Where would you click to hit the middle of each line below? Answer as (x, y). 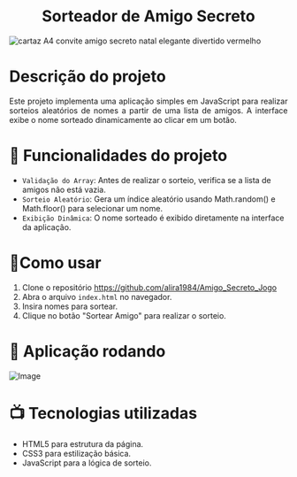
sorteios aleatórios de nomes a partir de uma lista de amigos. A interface (148, 110)
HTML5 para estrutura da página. (83, 443)
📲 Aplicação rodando (88, 351)
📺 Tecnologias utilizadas (103, 413)
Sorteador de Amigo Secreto (148, 16)
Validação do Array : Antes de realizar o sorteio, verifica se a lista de (146, 180)
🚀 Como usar (55, 263)
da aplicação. (46, 227)
